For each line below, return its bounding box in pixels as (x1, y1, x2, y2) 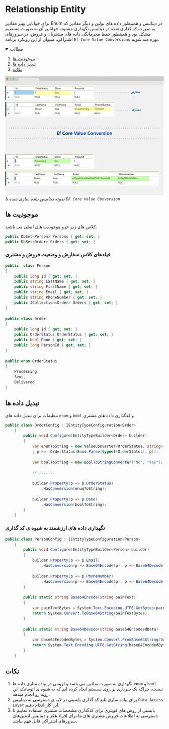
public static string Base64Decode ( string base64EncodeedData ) (23, 627, 158, 632)
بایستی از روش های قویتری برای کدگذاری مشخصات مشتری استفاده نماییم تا (12, 707, 155, 713)
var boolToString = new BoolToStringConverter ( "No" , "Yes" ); (32, 460, 163, 465)
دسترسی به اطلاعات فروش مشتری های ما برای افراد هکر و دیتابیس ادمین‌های (12, 712, 158, 718)
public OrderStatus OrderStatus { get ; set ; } (14, 332, 114, 337)
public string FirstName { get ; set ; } (14, 284, 98, 289)
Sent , (14, 374, 26, 380)
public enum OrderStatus (5, 358, 57, 364)
